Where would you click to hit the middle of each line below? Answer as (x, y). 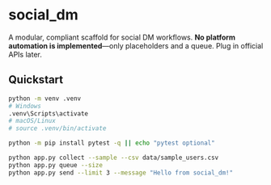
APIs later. (25, 54)
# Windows (25, 106)
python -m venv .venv (45, 99)
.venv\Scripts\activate (49, 114)
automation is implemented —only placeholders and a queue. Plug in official (136, 45)
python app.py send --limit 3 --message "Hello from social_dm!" (121, 172)
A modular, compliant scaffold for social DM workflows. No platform (122, 37)
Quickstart (36, 80)
